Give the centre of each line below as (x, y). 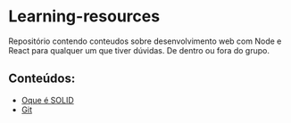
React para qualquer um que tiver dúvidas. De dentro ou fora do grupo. (139, 50)
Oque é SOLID (48, 100)
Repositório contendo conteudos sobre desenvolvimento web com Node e (145, 41)
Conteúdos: (42, 79)
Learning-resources (84, 16)
